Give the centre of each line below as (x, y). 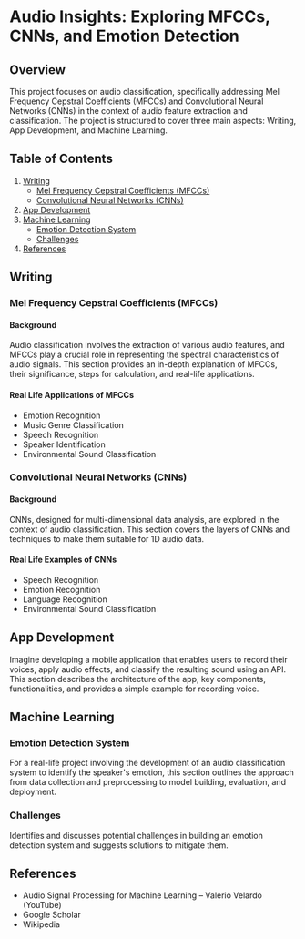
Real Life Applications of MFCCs (72, 394)
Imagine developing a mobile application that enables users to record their (149, 659)
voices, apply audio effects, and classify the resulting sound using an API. (148, 669)
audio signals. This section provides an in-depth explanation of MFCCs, (143, 364)
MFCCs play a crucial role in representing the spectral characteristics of (144, 355)
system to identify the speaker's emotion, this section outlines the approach (152, 772)
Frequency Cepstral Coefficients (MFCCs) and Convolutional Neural (137, 101)
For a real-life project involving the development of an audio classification (147, 763)
